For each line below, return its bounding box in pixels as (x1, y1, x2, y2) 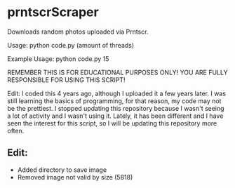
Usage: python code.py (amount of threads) (7, 41, 135, 49)
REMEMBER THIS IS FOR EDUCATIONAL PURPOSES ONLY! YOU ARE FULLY (7, 68, 228, 76)
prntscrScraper (7, 4, 100, 20)
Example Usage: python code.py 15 (7, 54, 109, 63)
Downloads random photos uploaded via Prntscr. (7, 27, 149, 36)
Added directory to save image (17, 166, 107, 174)
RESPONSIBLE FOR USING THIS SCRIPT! (7, 75, 126, 84)
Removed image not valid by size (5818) (17, 173, 133, 181)
